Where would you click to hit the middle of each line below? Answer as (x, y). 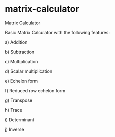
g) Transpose (19, 100)
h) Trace (14, 110)
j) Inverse (15, 129)
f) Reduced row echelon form (35, 90)
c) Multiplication (22, 61)
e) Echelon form (22, 81)
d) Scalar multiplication (29, 71)
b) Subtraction (20, 52)
